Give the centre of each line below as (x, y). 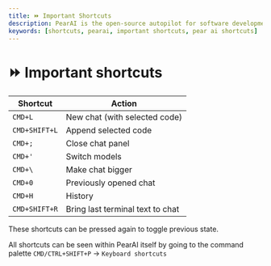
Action (124, 103)
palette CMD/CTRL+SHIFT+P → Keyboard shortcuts (88, 253)
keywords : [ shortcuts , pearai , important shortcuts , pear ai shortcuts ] (133, 31)
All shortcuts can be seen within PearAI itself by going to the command (126, 245)
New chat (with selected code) (124, 117)
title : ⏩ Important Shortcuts (60, 16)
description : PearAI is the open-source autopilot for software (119, 23)
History (80, 196)
